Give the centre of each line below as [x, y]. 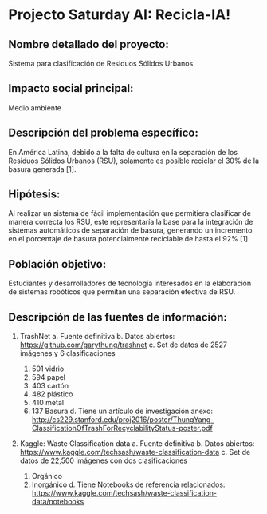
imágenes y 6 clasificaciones [67, 353]
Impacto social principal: [71, 88]
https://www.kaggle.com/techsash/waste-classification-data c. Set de [135, 452]
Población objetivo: [57, 264]
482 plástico [52, 394]
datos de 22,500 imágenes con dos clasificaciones [104, 460]
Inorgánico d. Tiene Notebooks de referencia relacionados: [128, 484]
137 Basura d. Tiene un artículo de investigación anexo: [122, 411]
